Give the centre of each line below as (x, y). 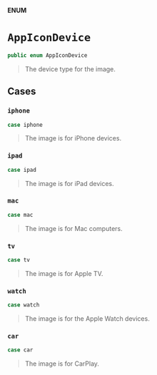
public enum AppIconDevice (47, 55)
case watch (24, 305)
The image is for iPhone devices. (73, 138)
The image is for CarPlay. (62, 364)
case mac (20, 215)
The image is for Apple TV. (64, 273)
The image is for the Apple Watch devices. (87, 319)
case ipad (22, 170)
